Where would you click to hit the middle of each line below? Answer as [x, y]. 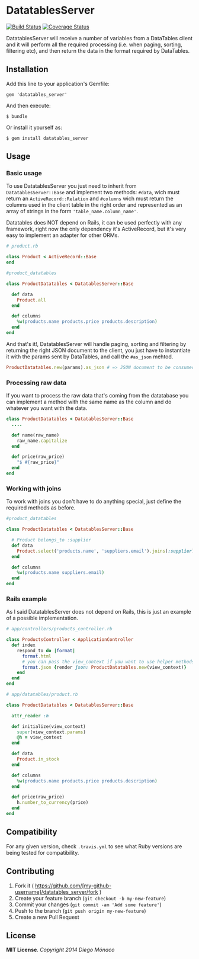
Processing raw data [36, 383]
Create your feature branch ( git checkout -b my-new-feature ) [90, 898]
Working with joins [34, 488]
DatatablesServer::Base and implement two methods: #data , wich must [93, 193]
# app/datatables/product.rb [42, 695]
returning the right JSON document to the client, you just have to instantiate [98, 350]
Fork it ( [24, 886]
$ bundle [17, 116]
